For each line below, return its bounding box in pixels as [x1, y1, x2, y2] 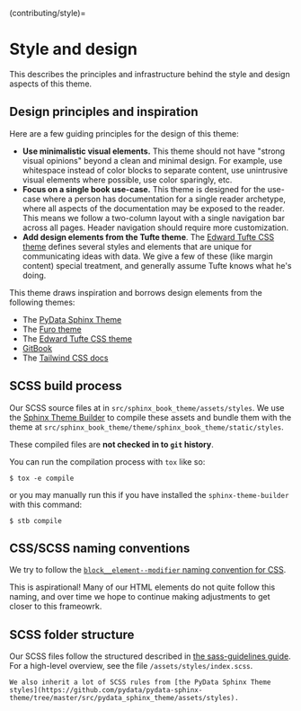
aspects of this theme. [9, 78, 93, 89]
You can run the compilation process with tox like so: [9, 456, 206, 467]
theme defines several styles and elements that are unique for [22, 241, 252, 252]
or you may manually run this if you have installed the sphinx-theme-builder [9, 489, 289, 500]
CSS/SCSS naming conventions [9, 540, 190, 555]
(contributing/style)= [9, 8, 86, 18]
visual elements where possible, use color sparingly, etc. [22, 174, 233, 185]
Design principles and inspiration [9, 104, 199, 120]
